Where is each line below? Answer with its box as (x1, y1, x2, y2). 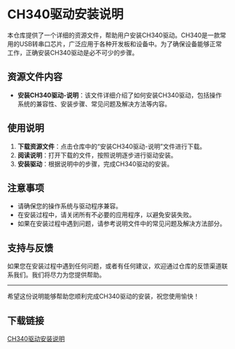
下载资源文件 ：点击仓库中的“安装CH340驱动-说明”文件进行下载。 (17, 142, 206, 151)
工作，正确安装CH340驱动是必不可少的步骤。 (7, 48, 138, 57)
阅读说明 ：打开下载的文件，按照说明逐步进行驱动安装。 (17, 151, 177, 159)
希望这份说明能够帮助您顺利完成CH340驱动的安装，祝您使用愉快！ (7, 292, 200, 301)
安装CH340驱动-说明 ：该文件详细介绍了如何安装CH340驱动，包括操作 (17, 90, 222, 99)
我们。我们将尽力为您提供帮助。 (13, 271, 106, 279)
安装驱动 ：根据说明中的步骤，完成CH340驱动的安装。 (17, 159, 173, 168)
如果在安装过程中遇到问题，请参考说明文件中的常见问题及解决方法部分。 (17, 219, 226, 228)
